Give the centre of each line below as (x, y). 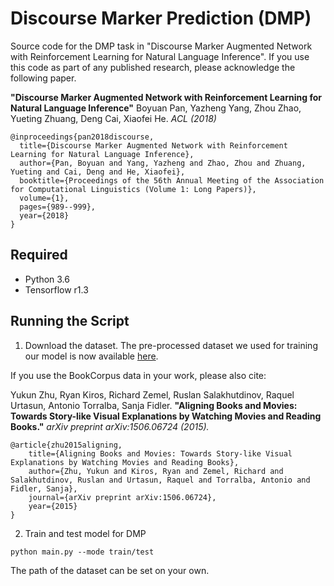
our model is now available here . (91, 356)
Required (39, 255)
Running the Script (70, 321)
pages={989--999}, (58, 207)
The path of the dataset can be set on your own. (110, 570)
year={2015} (53, 506)
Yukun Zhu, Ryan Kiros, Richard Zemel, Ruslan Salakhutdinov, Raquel (152, 394)
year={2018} (44, 215)
